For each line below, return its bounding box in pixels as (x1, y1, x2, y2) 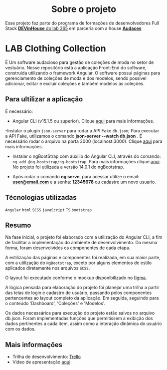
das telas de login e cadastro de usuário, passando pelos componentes (5, 290, 152, 296)
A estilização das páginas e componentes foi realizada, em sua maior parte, (5, 255, 161, 261)
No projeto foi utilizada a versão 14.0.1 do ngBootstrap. (12, 164, 125, 170)
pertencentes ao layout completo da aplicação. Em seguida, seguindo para (5, 295, 159, 301)
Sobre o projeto (51, 3, 116, 15)
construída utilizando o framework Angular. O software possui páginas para (5, 70, 161, 76)
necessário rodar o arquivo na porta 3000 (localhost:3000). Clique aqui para (5, 138, 163, 144)
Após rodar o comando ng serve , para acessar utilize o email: (12, 173, 140, 179)
